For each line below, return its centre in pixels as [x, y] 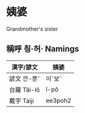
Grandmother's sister [32, 29]
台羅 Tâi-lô [25, 89]
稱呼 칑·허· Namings [42, 49]
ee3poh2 [58, 100]
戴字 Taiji [22, 101]
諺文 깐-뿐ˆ [25, 79]
